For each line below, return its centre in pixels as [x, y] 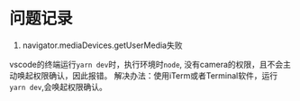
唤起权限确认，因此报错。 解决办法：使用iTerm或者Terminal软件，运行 [147, 75]
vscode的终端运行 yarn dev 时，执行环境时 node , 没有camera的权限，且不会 [146, 64]
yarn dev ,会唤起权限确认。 [59, 87]
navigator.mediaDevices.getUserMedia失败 [102, 45]
